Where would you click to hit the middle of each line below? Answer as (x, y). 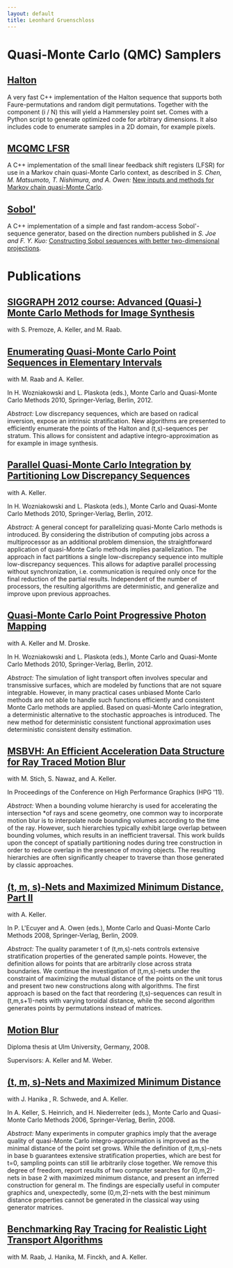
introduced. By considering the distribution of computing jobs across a (109, 534)
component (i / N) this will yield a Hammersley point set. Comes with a (108, 111)
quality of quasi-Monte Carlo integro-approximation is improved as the (108, 1141)
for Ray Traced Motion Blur (66, 762)
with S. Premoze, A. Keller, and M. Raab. (65, 330)
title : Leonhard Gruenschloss (51, 20)
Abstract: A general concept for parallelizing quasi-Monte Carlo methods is (115, 527)
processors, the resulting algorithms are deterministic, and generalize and (113, 586)
